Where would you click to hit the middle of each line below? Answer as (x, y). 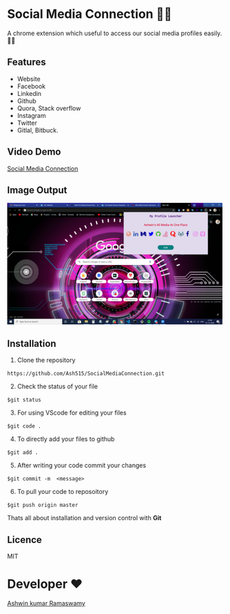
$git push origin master (43, 505)
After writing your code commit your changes (82, 466)
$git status (24, 400)
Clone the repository (46, 360)
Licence (25, 540)
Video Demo (34, 152)
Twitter (27, 123)
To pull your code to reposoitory (63, 492)
